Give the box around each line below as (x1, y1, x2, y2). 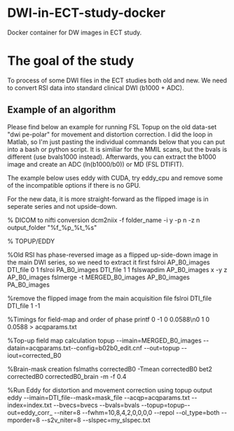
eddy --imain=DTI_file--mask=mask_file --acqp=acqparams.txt (7, 393, 191, 401)
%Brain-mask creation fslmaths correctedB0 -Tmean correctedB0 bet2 (7, 364, 212, 373)
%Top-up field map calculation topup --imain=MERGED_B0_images (7, 336, 202, 345)
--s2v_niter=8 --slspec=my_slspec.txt (41, 416, 151, 424)
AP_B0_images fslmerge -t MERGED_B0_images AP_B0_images (7, 273, 191, 281)
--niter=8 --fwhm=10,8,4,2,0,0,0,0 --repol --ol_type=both (53, 408, 220, 416)
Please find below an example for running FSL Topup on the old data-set (7, 122, 217, 131)
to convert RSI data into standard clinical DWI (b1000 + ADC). (7, 83, 184, 92)
